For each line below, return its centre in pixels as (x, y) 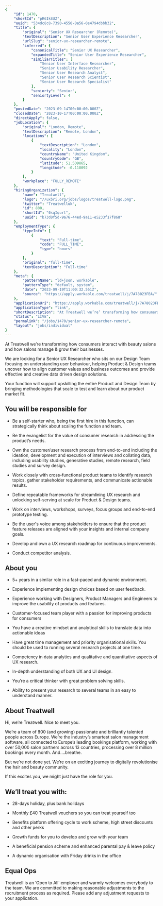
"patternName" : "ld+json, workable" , (60, 281)
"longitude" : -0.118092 (64, 168)
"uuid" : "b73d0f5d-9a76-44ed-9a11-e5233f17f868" (73, 217)
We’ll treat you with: (36, 792)
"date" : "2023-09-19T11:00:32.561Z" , (60, 290)
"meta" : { (24, 276)
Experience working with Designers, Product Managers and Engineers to (85, 598)
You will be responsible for (46, 409)
